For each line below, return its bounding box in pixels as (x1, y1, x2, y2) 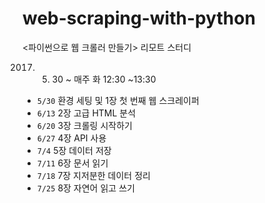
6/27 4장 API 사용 (36, 132, 107, 144)
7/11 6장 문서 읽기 (36, 157, 109, 169)
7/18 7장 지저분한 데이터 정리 (36, 169, 151, 181)
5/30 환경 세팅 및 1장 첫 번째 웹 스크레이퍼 (36, 94, 200, 106)
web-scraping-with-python (22, 7, 256, 30)
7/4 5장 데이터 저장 (36, 144, 112, 156)
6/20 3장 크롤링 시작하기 (36, 119, 133, 131)
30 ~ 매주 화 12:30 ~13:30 (51, 73, 157, 85)
